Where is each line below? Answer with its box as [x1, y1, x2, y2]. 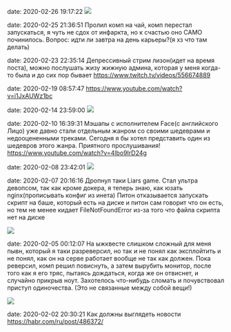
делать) [7, 43, 30, 51]
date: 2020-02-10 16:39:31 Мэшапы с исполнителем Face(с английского [7, 120, 219, 127]
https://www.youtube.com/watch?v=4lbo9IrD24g [7, 149, 147, 157]
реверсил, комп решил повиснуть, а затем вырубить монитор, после [7, 261, 212, 270]
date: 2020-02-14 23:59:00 [7, 106, 86, 114]
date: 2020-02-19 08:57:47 [7, 84, 85, 93]
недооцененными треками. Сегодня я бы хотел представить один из [7, 134, 210, 142]
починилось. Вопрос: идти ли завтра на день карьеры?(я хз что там [7, 35, 208, 44]
